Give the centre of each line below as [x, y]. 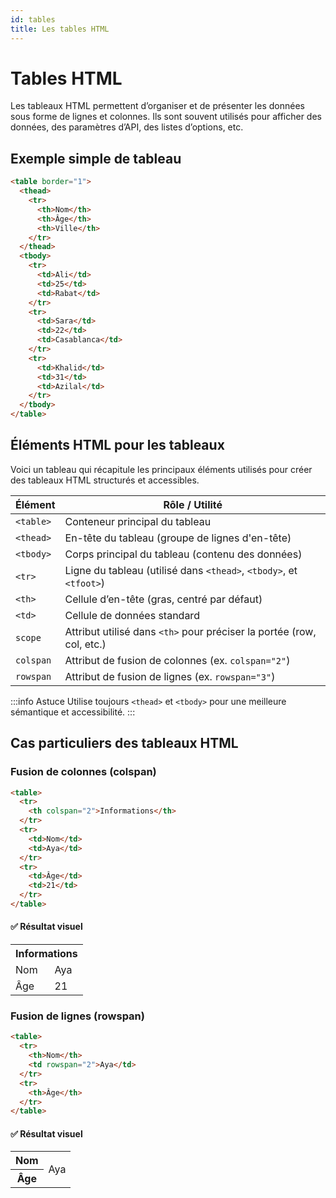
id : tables [33, 19]
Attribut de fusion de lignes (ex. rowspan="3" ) [170, 676]
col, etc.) [85, 644]
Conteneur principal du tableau [138, 521]
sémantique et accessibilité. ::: [73, 712]
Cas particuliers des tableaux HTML [124, 743]
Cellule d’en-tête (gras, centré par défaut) [163, 599]
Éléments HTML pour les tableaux [117, 445]
